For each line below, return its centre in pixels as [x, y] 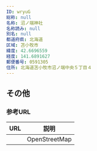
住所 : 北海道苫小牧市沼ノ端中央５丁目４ [49, 67]
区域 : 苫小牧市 [22, 46]
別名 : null [19, 34]
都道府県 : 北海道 [25, 40]
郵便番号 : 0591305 [28, 62]
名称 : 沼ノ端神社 [25, 23]
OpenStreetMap [49, 140]
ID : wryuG [19, 12]
